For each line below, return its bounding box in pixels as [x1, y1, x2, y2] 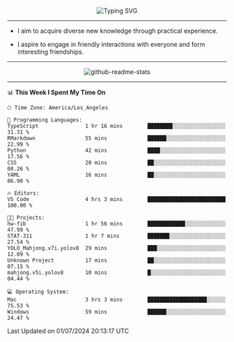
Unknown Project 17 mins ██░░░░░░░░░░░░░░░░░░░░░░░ [7, 257, 226, 264]
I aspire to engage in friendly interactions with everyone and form [17, 40, 205, 48]
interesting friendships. [17, 47, 84, 56]
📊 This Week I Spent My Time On [7, 88, 106, 96]
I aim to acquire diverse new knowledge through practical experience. [17, 27, 218, 35]
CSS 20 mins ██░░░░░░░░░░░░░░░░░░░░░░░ [7, 159, 226, 166]
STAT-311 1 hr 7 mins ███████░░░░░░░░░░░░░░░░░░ [7, 232, 226, 239]
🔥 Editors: [7, 190, 40, 197]
